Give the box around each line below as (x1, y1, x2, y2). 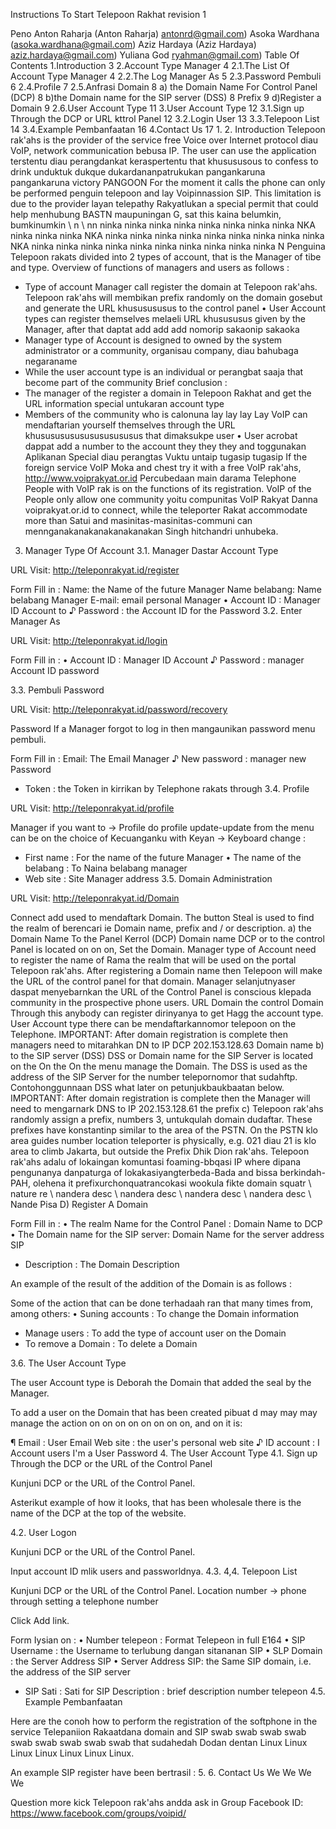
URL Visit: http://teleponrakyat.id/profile (10, 802, 175, 814)
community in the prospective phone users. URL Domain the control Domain (10, 997, 324, 1008)
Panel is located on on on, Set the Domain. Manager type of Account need (10, 944, 317, 955)
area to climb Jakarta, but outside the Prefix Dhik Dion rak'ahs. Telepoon (10, 1145, 310, 1157)
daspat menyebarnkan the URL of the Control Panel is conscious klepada (10, 986, 312, 998)
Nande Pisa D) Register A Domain (10, 1199, 149, 1210)
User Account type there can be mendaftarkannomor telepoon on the (10, 1018, 297, 1029)
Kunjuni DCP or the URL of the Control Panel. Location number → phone (10, 1585, 307, 1596)
